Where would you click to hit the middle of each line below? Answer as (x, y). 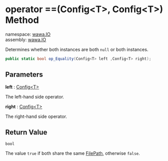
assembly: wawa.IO (26, 40)
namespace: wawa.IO (28, 34)
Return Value (26, 132)
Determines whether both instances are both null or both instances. (77, 49)
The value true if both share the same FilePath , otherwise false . (73, 153)
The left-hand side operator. (35, 96)
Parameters (24, 75)
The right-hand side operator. (36, 116)
